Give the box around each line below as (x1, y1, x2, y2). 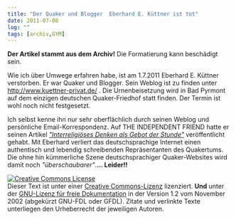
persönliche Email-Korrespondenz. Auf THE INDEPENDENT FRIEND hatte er (7, 122, 230, 132)
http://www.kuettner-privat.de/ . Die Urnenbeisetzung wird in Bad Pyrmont (7, 86, 226, 95)
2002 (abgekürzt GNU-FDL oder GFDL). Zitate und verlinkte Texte (7, 197, 200, 206)
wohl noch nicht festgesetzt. (7, 101, 91, 110)
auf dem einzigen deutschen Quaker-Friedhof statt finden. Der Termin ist (7, 94, 221, 103)
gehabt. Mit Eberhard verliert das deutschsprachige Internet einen (7, 138, 201, 147)
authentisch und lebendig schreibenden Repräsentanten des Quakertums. (7, 145, 224, 154)
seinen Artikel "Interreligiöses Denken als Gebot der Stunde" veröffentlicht (7, 130, 225, 139)
